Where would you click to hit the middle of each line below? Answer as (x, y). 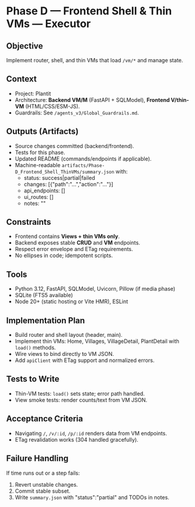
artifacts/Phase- (83, 165)
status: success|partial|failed (60, 177)
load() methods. (35, 348)
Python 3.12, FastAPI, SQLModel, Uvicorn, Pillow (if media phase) (95, 289)
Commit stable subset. (42, 491)
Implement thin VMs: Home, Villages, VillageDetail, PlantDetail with (97, 341)
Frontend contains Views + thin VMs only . (67, 236)
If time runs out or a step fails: (43, 473)
